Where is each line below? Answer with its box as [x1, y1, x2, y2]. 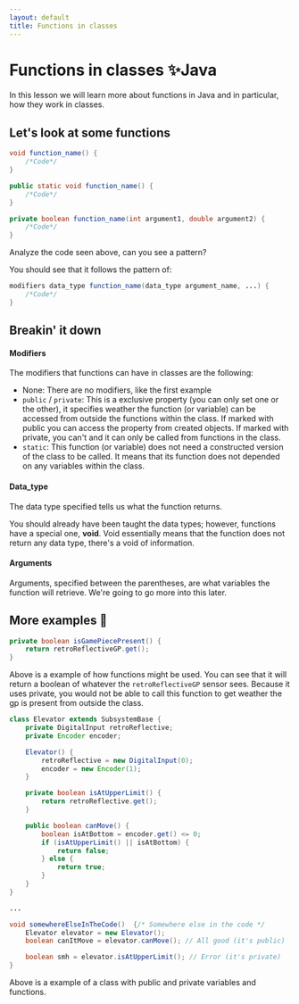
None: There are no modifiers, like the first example [21, 385, 212, 395]
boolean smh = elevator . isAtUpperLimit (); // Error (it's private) [25, 952, 281, 962]
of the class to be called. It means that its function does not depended [21, 452, 281, 462]
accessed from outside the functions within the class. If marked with [21, 413, 274, 424]
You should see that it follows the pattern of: [9, 264, 172, 275]
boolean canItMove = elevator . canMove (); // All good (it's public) [25, 936, 286, 946]
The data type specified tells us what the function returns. [9, 501, 223, 511]
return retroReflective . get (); [41, 797, 158, 806]
